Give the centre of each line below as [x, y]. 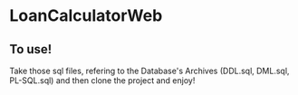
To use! [31, 49]
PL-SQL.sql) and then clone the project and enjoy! [102, 81]
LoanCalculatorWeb [86, 16]
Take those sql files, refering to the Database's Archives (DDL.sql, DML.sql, [149, 71]
